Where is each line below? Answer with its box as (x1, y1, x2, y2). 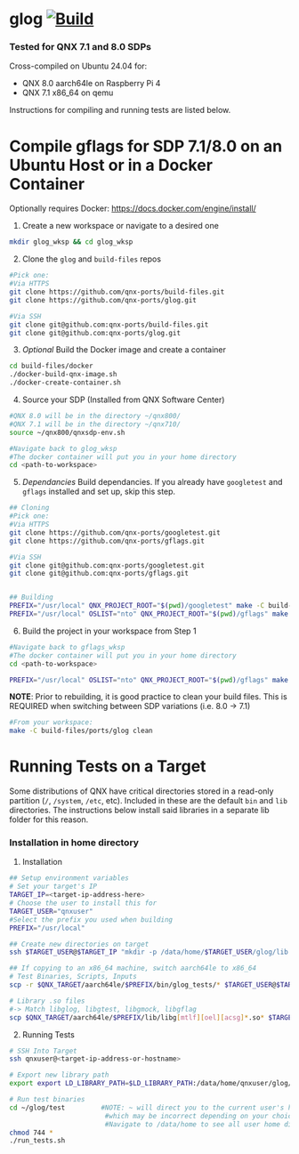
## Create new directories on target (9, 940, 149, 948)
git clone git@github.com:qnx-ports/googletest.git (9, 561, 205, 569)
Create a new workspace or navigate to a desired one (21, 221, 220, 231)
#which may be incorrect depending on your (104, 1111, 269, 1120)
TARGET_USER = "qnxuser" (9, 907, 93, 916)
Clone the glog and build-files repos (21, 254, 162, 264)
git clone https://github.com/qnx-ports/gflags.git (9, 537, 205, 545)
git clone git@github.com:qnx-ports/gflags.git (9, 569, 190, 578)
